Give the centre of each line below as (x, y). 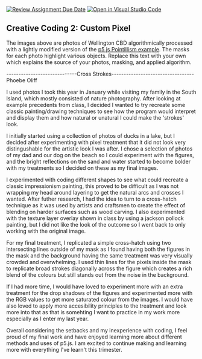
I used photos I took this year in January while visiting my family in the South (101, 92)
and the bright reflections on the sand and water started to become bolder (99, 161)
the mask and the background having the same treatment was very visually (99, 255)
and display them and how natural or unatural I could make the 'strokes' (95, 117)
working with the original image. (46, 231)
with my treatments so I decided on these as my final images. (82, 168)
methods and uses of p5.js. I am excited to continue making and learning (96, 343)
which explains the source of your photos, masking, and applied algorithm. (99, 62)
